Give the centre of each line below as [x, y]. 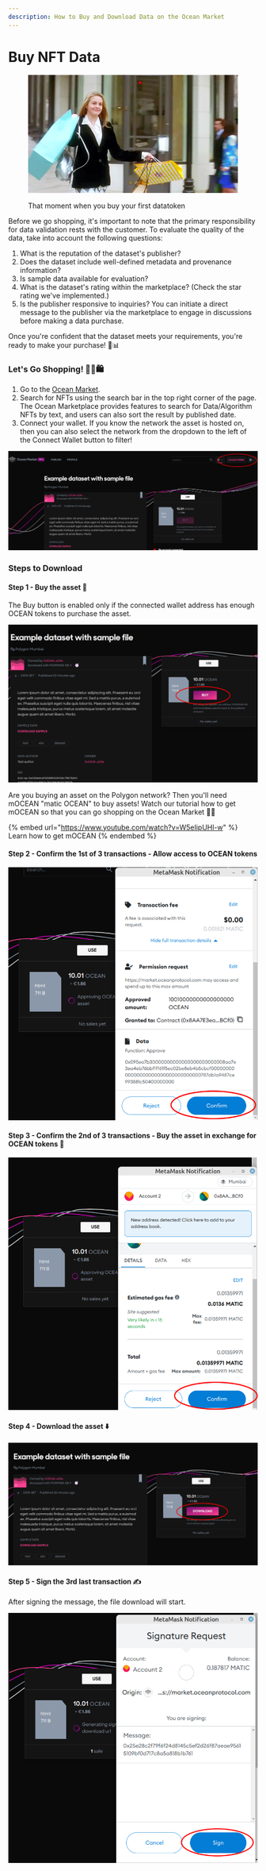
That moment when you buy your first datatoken [107, 206]
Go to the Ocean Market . [60, 390]
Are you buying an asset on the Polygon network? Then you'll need [118, 795]
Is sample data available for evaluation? [84, 279]
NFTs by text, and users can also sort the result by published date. [128, 415]
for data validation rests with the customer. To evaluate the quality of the [126, 229]
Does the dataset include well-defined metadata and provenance [125, 261]
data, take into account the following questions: [85, 237]
